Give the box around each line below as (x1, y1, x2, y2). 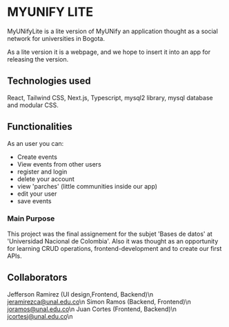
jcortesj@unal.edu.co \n (7, 312, 74, 320)
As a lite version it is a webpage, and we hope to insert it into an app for (7, 48, 211, 56)
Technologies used (7, 75, 91, 87)
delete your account (17, 174, 74, 183)
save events (17, 196, 52, 205)
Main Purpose (7, 214, 55, 223)
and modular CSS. (7, 101, 59, 109)
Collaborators (7, 272, 68, 283)
